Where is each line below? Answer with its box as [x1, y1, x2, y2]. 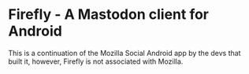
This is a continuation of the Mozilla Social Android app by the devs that [8, 48, 241, 57]
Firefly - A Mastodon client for [8, 6, 210, 24]
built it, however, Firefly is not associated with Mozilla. [8, 57, 184, 66]
